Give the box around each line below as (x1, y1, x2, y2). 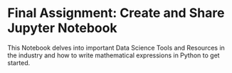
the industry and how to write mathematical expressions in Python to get (7, 51, 220, 60)
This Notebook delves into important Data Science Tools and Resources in (7, 43, 226, 52)
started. (7, 58, 31, 67)
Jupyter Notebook (7, 20, 117, 36)
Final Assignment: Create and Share (7, 5, 225, 21)
